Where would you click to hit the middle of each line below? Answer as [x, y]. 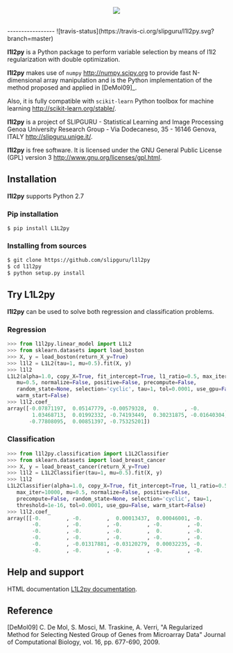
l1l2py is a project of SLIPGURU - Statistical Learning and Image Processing [115, 122]
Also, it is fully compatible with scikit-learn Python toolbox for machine [111, 101]
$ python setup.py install [46, 273]
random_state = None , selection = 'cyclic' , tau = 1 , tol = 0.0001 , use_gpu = [119, 389]
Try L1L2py [31, 295]
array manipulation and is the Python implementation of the [128, 80]
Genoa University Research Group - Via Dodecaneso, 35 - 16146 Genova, [112, 129]
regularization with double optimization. [64, 59]
